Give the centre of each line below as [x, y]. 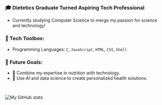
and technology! [29, 26]
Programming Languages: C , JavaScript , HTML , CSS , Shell [70, 49]
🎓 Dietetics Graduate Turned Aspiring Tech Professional [75, 7]
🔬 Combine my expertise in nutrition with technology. [66, 73]
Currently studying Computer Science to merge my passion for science [85, 20]
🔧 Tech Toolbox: [25, 39]
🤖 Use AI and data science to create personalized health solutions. [80, 78]
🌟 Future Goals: [24, 62]
